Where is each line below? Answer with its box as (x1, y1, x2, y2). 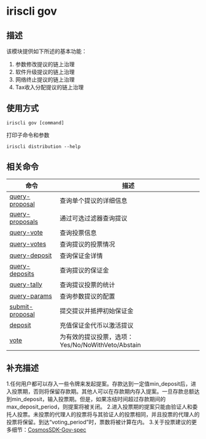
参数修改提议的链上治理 (15, 61, 75, 68)
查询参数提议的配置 (59, 292, 115, 301)
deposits (9, 269, 35, 278)
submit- (9, 302, 34, 310)
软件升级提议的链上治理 (15, 69, 75, 75)
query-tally (9, 280, 43, 288)
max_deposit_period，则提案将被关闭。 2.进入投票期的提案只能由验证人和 (6, 403, 193, 411)
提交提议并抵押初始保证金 (59, 306, 134, 315)
